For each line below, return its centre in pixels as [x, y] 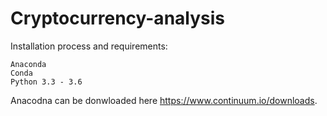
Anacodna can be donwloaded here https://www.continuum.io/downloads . [164, 100]
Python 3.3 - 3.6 [46, 82]
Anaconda [28, 64]
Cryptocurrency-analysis [117, 18]
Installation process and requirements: [89, 46]
